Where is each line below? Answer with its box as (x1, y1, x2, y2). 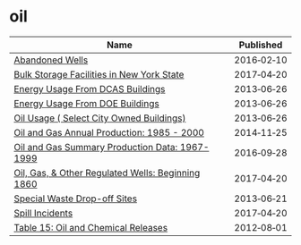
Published (238, 38, 283, 51)
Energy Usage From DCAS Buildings (13, 82, 166, 95)
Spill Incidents (13, 207, 73, 219)
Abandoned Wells (13, 54, 89, 66)
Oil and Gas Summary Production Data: (13, 140, 178, 153)
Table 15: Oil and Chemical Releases (13, 221, 168, 233)
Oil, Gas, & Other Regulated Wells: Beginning (13, 166, 201, 179)
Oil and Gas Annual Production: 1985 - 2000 (13, 126, 204, 139)
